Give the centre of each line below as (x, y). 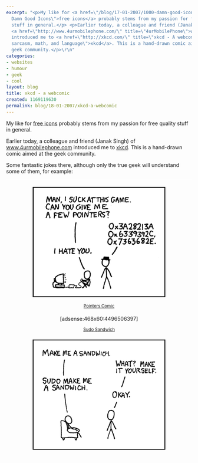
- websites (19, 62)
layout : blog (22, 87)
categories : (21, 56)
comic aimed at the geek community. (51, 153)
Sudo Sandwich (99, 330)
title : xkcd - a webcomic (38, 93)
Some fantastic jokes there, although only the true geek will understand (93, 165)
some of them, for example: (40, 171)
